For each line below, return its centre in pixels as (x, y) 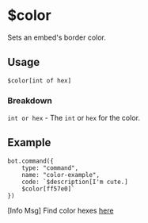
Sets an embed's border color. (57, 37)
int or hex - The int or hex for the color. (74, 118)
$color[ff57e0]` (49, 189)
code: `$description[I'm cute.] (75, 182)
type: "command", (50, 168)
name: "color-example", (61, 175)
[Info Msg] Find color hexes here (61, 210)
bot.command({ (31, 161)
